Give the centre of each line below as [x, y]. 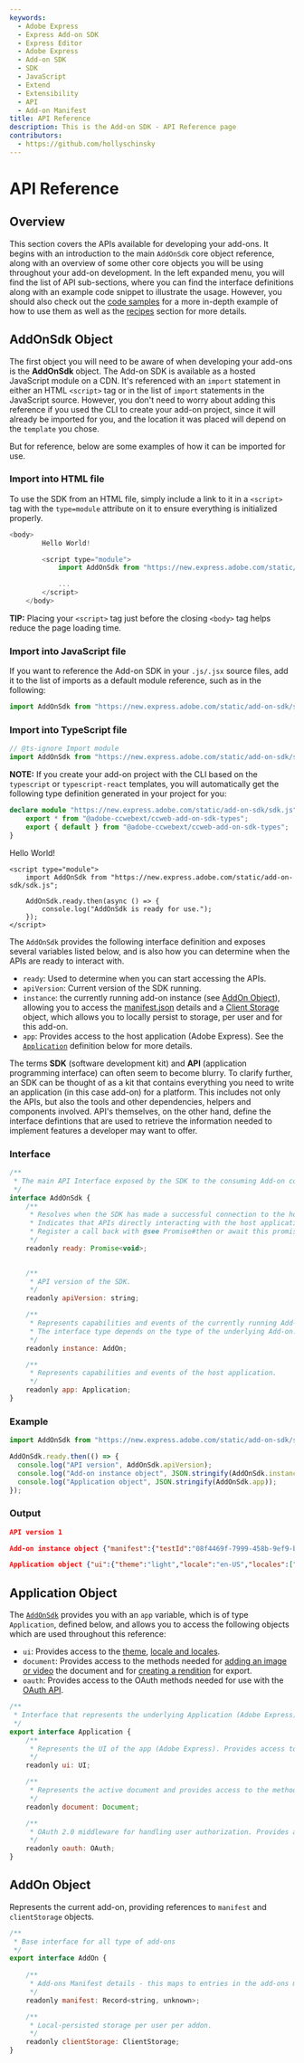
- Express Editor [50, 43]
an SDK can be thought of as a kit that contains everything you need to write [152, 1082]
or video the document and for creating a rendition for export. [137, 1671]
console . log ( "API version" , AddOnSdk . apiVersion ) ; [115, 1465]
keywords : [28, 18]
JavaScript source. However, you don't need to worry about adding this [142, 400]
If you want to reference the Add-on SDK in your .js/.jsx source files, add [149, 671]
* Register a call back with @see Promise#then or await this [149, 1231]
